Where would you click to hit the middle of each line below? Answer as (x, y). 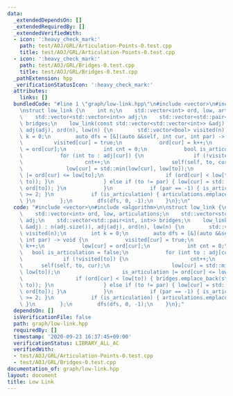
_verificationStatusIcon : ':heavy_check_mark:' (84, 85)
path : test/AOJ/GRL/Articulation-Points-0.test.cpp (96, 46)
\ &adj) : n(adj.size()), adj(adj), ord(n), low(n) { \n (102, 226)
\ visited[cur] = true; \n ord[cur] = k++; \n (116, 143)
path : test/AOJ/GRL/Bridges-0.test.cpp (77, 65)
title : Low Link (31, 382)
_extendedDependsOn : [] (48, 20)
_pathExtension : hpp (43, 78)
